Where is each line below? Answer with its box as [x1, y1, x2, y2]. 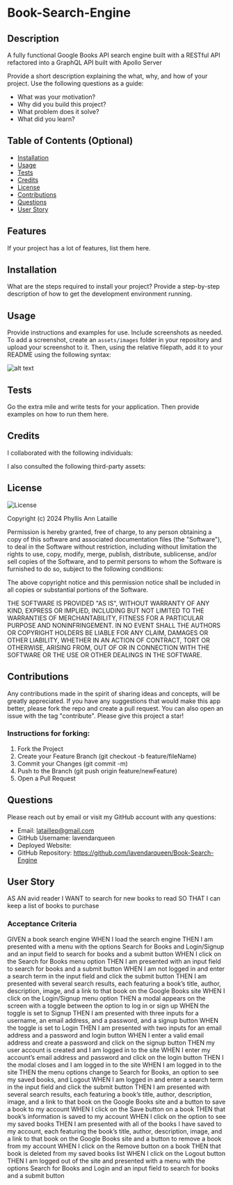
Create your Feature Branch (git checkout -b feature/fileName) [17, 752, 197, 760]
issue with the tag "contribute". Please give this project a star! [7, 711, 184, 720]
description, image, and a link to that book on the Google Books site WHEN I [7, 986, 225, 995]
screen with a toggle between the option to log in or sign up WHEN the [7, 1001, 210, 1010]
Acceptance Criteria [7, 919, 77, 929]
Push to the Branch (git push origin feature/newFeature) [17, 766, 177, 775]
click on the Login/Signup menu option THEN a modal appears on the [7, 994, 206, 1002]
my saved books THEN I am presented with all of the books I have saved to [7, 1120, 222, 1128]
